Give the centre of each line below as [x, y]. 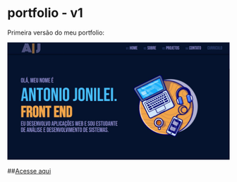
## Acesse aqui [29, 171]
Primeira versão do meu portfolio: [56, 32]
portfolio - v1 [45, 13]
